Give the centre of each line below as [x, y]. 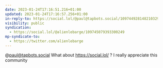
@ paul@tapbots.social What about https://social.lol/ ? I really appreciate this [81, 55]
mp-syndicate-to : [23, 37]
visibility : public [25, 23]
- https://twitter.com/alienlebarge [46, 41]
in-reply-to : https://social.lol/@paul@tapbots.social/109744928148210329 [82, 18]
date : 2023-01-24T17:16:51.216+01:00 [43, 9]
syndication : [18, 28]
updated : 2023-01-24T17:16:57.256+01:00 [47, 14]
